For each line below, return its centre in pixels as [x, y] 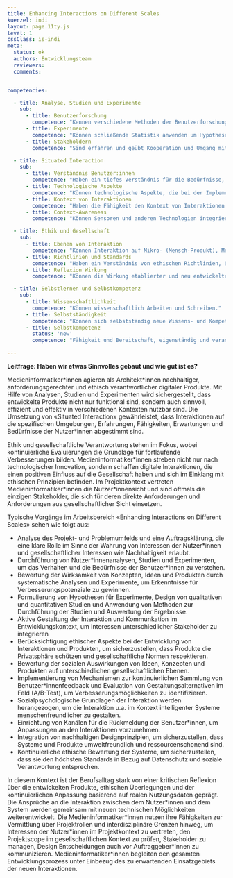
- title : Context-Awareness [66, 212]
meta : [15, 46]
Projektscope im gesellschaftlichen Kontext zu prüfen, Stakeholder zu [106, 839]
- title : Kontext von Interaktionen [78, 199]
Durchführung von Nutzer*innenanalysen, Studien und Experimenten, [116, 560]
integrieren [33, 634]
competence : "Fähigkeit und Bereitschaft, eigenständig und [121, 341]
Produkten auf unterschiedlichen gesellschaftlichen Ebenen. [103, 671]
